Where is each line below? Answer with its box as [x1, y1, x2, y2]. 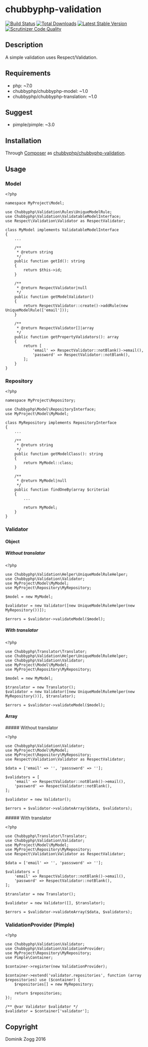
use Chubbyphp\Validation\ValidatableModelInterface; [5, 214, 122, 219]
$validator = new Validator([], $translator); [5, 900, 105, 906]
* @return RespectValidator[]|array [16, 325, 94, 330]
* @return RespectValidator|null [16, 285, 87, 290]
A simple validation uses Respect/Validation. [5, 54, 98, 60]
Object [5, 538, 20, 544]
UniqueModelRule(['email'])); [5, 308, 69, 313]
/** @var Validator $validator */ [5, 1004, 79, 1009]
